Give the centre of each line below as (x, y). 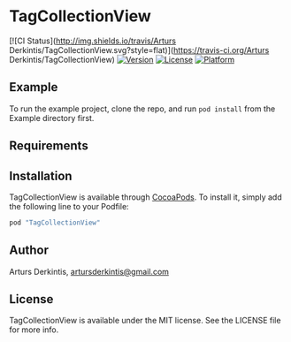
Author (29, 251)
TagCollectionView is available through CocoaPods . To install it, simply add (146, 197)
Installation (41, 175)
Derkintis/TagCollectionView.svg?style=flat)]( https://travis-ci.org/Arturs (139, 49)
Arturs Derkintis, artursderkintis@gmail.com (89, 271)
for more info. (34, 330)
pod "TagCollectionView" (55, 223)
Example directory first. (52, 118)
